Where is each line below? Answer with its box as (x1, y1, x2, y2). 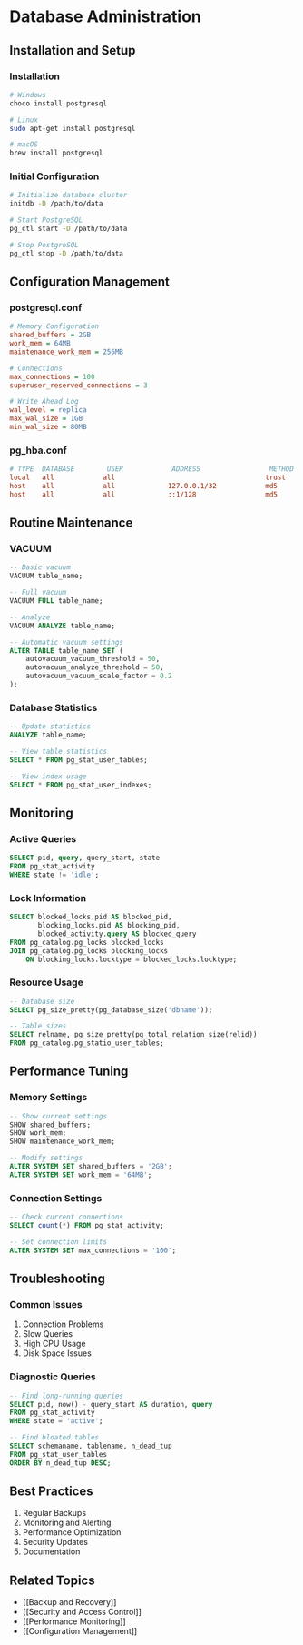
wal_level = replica (9, 406, 88, 415)
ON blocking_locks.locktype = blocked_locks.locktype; (25, 955, 238, 964)
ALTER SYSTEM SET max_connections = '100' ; (9, 1246, 177, 1255)
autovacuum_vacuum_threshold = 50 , (25, 655, 161, 664)
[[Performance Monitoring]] (22, 1616, 127, 1627)
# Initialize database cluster (9, 191, 128, 200)
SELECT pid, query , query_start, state (9, 853, 161, 863)
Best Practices (9, 1484, 93, 1500)
